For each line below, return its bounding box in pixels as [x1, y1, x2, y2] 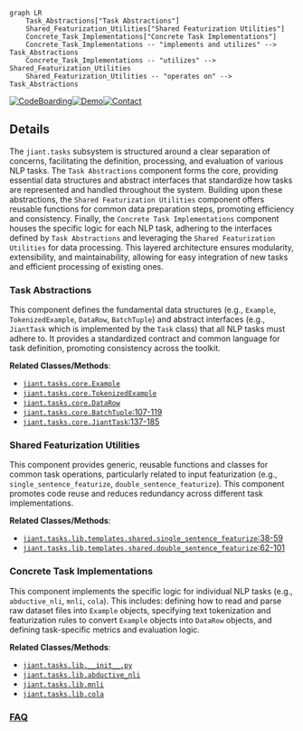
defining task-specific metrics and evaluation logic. [9, 624, 201, 635]
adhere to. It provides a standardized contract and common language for [9, 333, 280, 344]
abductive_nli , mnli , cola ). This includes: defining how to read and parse [9, 595, 282, 606]
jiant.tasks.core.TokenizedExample [22, 389, 157, 398]
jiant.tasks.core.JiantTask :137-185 [22, 416, 160, 427]
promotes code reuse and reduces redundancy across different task [9, 489, 264, 499]
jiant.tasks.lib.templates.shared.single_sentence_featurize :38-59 [22, 533, 283, 544]
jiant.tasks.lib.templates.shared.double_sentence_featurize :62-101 [22, 543, 285, 554]
